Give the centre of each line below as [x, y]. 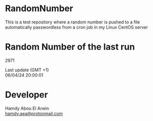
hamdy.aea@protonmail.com [34, 113]
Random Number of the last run [70, 47]
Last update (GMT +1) [27, 70]
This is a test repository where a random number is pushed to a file [73, 22]
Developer [26, 95]
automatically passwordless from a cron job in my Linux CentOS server [76, 27]
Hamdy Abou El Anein [27, 108]
